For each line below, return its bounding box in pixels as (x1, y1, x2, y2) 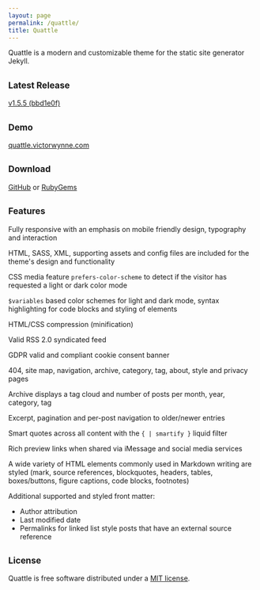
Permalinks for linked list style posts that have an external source (19, 523, 232, 533)
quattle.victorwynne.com (8, 140, 89, 150)
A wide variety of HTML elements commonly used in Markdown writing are (8, 459, 252, 468)
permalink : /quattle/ (8, 19, 80, 27)
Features (8, 205, 46, 217)
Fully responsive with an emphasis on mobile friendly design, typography (8, 224, 247, 234)
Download (8, 163, 51, 175)
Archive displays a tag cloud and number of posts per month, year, (8, 389, 225, 398)
